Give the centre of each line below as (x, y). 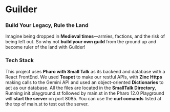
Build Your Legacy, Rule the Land (47, 25)
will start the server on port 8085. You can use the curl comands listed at (83, 98)
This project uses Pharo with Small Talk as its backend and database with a (85, 71)
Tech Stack (20, 61)
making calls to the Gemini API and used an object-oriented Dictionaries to (84, 82)
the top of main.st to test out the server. (47, 104)
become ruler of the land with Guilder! (45, 47)
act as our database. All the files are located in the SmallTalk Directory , (81, 88)
